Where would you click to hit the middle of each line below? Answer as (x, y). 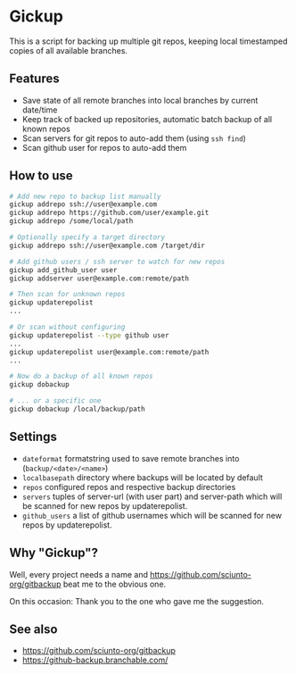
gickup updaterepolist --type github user (89, 335)
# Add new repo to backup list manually (86, 196)
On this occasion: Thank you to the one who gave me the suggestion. (137, 601)
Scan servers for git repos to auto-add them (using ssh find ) (134, 138)
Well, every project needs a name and (79, 574)
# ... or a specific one (55, 401)
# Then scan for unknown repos (67, 295)
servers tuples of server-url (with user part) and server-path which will (152, 496)
